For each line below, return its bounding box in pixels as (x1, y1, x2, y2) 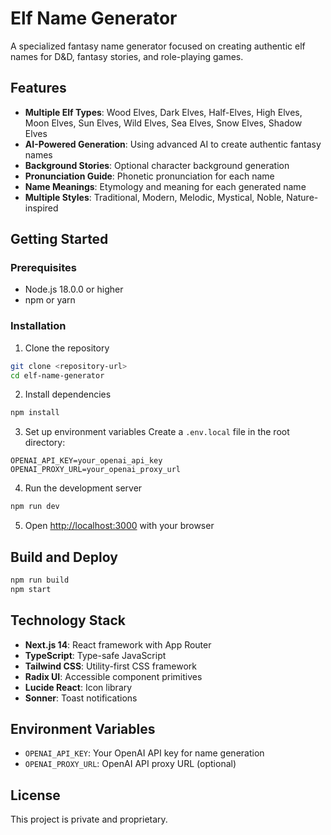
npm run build (10, 575, 70, 586)
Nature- (286, 191, 319, 203)
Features (10, 80, 67, 97)
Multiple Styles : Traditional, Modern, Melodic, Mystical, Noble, (24, 191, 285, 203)
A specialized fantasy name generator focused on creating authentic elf (10, 40, 306, 52)
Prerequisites (10, 261, 77, 275)
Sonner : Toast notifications (24, 692, 138, 704)
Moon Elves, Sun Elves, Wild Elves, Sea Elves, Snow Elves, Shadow (24, 117, 303, 129)
